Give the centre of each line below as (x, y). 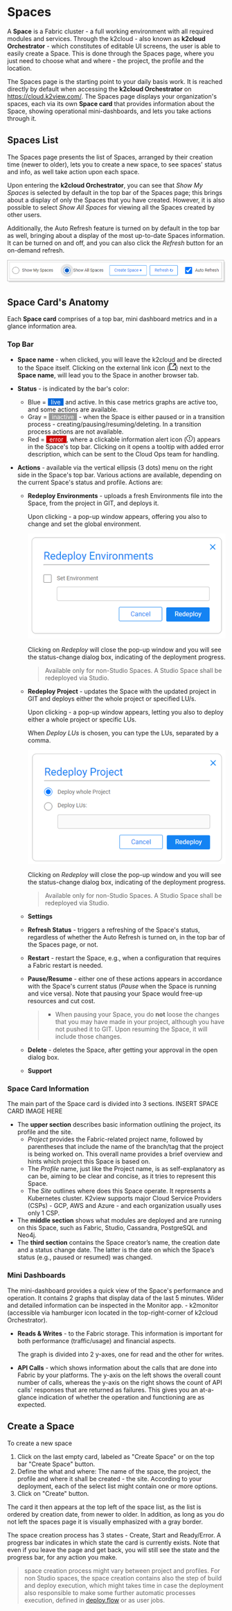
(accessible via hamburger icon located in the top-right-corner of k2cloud (113, 1313)
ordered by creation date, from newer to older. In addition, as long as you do (116, 1514)
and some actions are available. (73, 409)
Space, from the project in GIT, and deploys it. (93, 503)
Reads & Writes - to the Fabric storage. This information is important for (120, 1333)
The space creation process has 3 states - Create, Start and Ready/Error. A (114, 1535)
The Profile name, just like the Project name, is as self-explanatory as (126, 1169)
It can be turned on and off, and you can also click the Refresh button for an (115, 243)
